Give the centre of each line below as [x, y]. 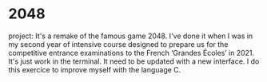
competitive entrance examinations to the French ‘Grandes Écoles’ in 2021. [132, 53]
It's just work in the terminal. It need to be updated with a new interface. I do [134, 61]
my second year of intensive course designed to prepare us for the [118, 44]
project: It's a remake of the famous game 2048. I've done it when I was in [131, 36]
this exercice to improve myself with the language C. [95, 69]
